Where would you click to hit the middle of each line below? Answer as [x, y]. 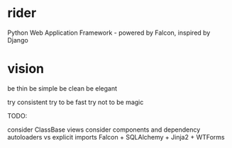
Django [18, 40]
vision [26, 69]
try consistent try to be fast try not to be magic [76, 102]
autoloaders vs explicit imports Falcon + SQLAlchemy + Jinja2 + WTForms [116, 137]
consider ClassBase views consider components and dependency [104, 130]
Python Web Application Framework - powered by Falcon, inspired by [109, 33]
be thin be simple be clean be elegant [62, 88]
